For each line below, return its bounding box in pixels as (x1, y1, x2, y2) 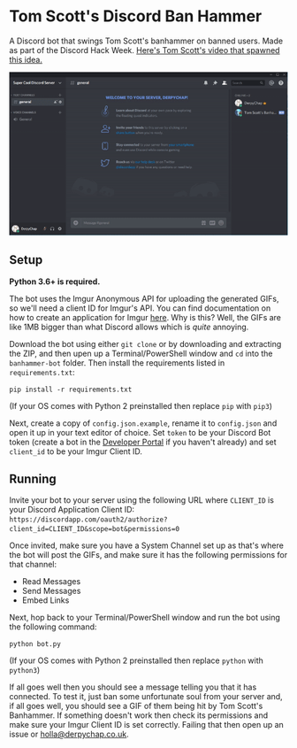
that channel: (9, 559, 57, 570)
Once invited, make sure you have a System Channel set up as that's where (9, 540, 285, 551)
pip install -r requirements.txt (9, 385, 133, 394)
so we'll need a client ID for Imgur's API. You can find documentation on (9, 303, 271, 313)
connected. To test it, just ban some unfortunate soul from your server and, (9, 691, 283, 702)
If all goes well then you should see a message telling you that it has (9, 682, 257, 692)
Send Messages (21, 586, 81, 597)
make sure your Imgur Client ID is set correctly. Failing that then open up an (9, 720, 285, 730)
